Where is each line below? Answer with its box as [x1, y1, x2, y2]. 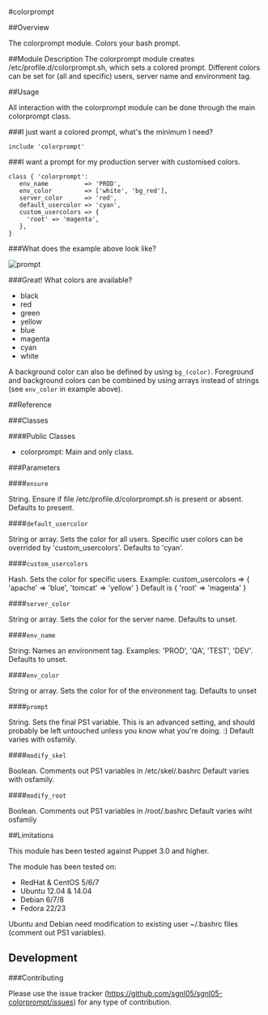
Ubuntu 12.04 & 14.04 [19, 886, 92, 896]
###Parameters [8, 462, 61, 472]
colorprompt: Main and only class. [19, 447, 134, 457]
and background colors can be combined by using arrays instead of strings [8, 376, 259, 385]
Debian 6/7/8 [19, 895, 65, 904]
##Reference [8, 400, 53, 409]
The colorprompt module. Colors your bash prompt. [8, 38, 181, 48]
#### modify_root [8, 790, 67, 800]
